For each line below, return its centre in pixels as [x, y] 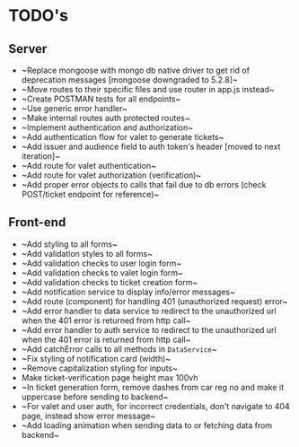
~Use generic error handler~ [74, 108]
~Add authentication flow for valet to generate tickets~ [123, 137]
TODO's [39, 16]
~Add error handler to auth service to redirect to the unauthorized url [149, 329]
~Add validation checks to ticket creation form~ [110, 282]
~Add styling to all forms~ [70, 244]
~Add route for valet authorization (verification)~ [111, 175]
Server [28, 49]
